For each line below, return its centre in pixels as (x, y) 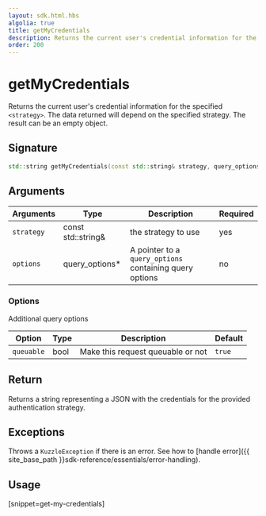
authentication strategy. (47, 407)
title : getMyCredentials (49, 30)
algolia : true (32, 23)
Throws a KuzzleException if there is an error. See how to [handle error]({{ (129, 451)
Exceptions (36, 432)
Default (229, 338)
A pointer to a (155, 249)
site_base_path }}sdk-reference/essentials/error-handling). (104, 460)
